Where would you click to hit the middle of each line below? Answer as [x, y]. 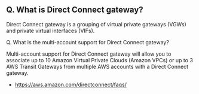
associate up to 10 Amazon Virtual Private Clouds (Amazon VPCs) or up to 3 [99, 60]
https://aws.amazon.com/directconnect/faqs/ [71, 84]
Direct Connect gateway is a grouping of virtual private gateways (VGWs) [96, 24]
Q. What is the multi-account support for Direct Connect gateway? [88, 42]
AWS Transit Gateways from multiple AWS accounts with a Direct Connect [97, 66]
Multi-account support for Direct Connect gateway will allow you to [89, 54]
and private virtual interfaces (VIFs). [50, 31]
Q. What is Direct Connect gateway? [75, 10]
